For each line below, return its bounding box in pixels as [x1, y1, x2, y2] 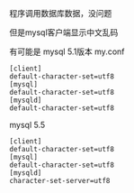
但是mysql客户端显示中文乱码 [9, 27, 119, 38]
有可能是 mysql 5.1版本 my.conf [9, 46, 125, 57]
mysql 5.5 [9, 120, 46, 130]
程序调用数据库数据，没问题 [9, 8, 112, 18]
